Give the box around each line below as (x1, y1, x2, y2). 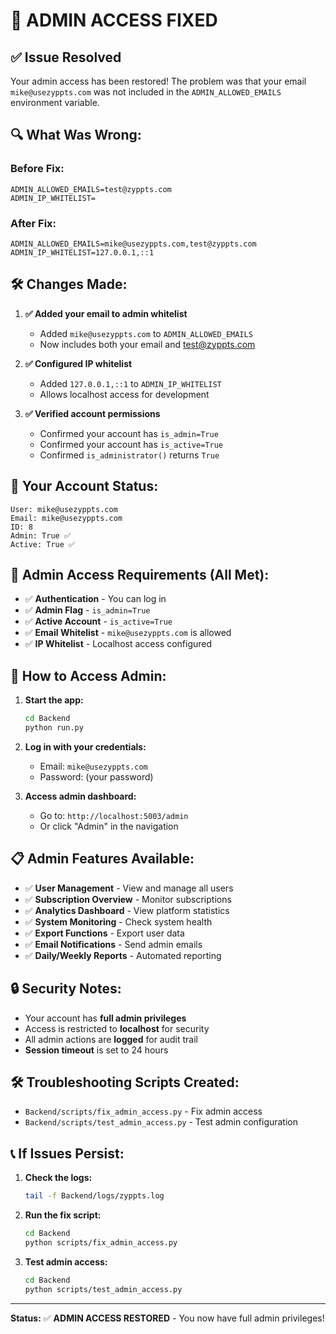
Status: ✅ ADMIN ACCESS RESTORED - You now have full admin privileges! (10, 1312, 325, 1324)
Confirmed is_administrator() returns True (39, 449, 220, 461)
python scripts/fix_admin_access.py (24, 1237, 178, 1248)
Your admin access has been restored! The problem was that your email (10, 75, 307, 87)
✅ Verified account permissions (24, 407, 161, 419)
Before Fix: (10, 162, 65, 176)
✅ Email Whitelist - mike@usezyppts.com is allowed (24, 627, 232, 639)
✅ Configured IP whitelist (24, 357, 133, 369)
